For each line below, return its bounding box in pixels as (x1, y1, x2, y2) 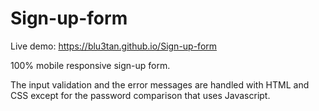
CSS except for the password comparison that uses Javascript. (10, 89, 271, 101)
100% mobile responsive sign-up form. (10, 59, 171, 71)
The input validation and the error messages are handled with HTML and (10, 78, 310, 91)
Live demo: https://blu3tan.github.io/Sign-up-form (10, 40, 218, 52)
